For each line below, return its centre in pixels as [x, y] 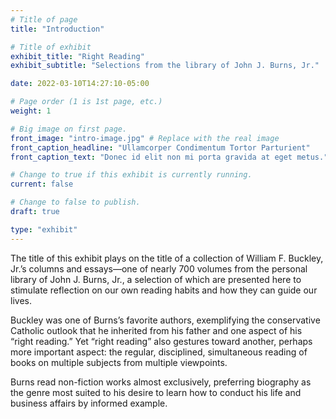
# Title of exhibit [51, 47]
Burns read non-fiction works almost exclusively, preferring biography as [161, 382]
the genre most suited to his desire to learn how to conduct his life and [156, 392]
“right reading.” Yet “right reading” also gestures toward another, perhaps [161, 341]
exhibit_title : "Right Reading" [77, 56]
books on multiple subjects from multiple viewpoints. [119, 362]
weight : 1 [31, 111]
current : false [42, 184]
